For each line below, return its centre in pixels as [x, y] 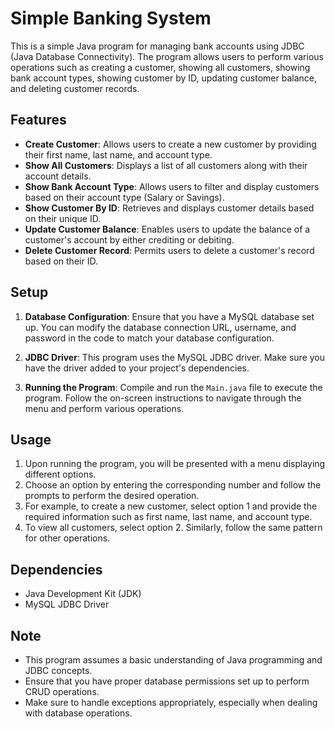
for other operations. [67, 538]
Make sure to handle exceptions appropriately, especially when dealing [171, 702]
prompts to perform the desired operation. [112, 496]
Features [38, 120]
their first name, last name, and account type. [118, 154]
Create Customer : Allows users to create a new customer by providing [170, 144]
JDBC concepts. [58, 670]
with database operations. [78, 713]
